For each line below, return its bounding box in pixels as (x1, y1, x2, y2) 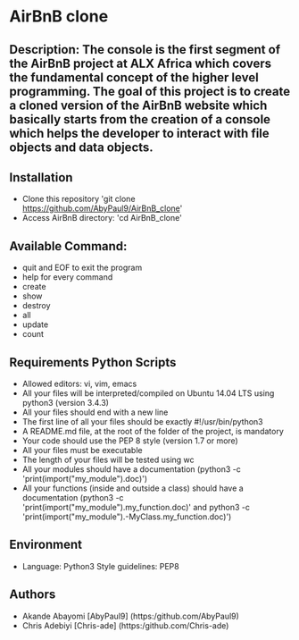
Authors (9, 587, 56, 602)
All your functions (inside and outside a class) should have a (21, 483, 244, 493)
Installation (9, 170, 73, 185)
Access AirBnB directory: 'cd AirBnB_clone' (21, 213, 183, 223)
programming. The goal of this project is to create (9, 83, 291, 99)
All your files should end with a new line (21, 407, 169, 417)
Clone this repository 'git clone (21, 194, 136, 205)
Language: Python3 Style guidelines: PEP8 (21, 560, 180, 571)
